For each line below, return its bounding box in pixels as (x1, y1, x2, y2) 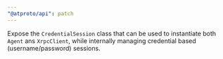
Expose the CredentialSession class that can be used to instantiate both (7, 29, 217, 37)
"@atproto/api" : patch (7, 10, 74, 17)
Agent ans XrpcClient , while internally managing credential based (7, 36, 197, 45)
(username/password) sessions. (7, 44, 101, 52)
